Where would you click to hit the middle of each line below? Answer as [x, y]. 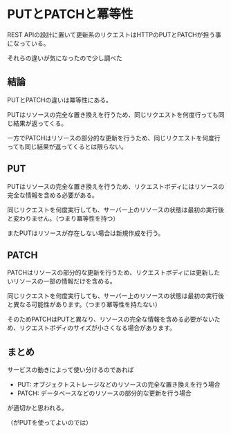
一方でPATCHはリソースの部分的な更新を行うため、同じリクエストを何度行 [114, 138]
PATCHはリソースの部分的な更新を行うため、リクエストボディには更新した [113, 273]
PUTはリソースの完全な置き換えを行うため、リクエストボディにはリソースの [116, 186]
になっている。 [28, 43]
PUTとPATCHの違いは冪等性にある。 [60, 100]
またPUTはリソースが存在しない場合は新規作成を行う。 [86, 233]
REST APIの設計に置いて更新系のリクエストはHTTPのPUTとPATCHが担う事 [114, 35]
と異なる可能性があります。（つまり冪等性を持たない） [84, 304]
